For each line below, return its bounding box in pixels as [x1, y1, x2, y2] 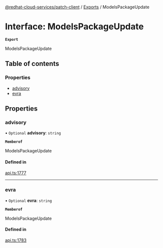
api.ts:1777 [5, 170, 27, 176]
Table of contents [5, 60, 59, 68]
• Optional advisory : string [5, 130, 62, 136]
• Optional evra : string [5, 198, 52, 203]
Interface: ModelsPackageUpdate [5, 21, 144, 32]
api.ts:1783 [5, 237, 27, 243]
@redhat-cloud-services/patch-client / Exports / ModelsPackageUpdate [5, 4, 149, 10]
